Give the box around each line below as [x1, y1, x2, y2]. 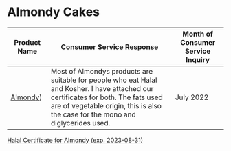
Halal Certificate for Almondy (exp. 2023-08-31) [7, 136, 143, 144]
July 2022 [175, 92, 209, 102]
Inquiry [185, 54, 210, 64]
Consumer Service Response [60, 42, 159, 52]
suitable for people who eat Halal [50, 75, 157, 85]
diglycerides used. [50, 118, 111, 128]
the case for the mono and [50, 110, 136, 119]
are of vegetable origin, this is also [50, 101, 162, 110]
